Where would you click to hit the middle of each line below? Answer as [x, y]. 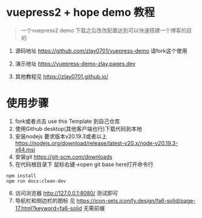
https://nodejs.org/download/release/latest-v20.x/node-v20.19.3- [96, 143]
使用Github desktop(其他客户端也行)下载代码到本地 [78, 128]
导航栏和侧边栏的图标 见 [45, 200]
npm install [21, 176]
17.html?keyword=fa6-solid [49, 208]
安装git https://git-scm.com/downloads [64, 157]
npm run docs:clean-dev [36, 181]
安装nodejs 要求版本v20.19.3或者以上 [61, 136]
